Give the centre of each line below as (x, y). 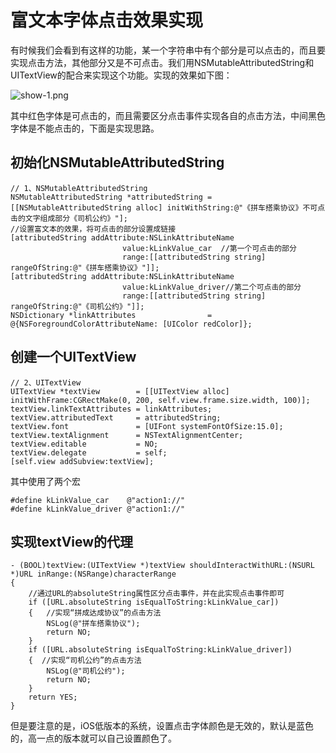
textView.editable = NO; (84, 444)
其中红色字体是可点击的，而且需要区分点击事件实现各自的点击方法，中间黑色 (168, 115)
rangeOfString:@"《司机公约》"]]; (77, 306)
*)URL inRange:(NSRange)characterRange (93, 574)
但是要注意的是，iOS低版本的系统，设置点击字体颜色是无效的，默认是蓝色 (162, 726)
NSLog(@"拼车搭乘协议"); (93, 624)
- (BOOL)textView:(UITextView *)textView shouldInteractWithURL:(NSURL (162, 566)
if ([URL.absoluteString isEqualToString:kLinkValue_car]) (154, 602)
